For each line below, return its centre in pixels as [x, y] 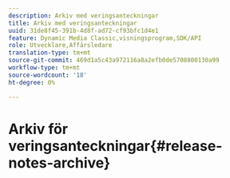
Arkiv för [38, 129]
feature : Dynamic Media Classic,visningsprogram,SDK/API [105, 38]
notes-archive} [59, 162]
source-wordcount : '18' [48, 75]
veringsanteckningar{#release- [115, 146]
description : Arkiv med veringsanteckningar [83, 16]
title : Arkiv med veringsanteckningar [73, 23]
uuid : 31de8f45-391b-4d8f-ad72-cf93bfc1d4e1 [83, 30]
